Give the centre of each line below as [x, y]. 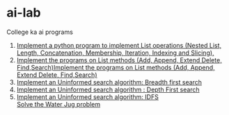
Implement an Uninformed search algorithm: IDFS [88, 97]
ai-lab [24, 13]
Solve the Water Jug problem [58, 104]
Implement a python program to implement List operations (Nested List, [119, 45]
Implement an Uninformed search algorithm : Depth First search [108, 89]
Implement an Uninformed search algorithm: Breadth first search [109, 82]
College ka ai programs [40, 32]
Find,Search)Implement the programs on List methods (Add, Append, [116, 67]
